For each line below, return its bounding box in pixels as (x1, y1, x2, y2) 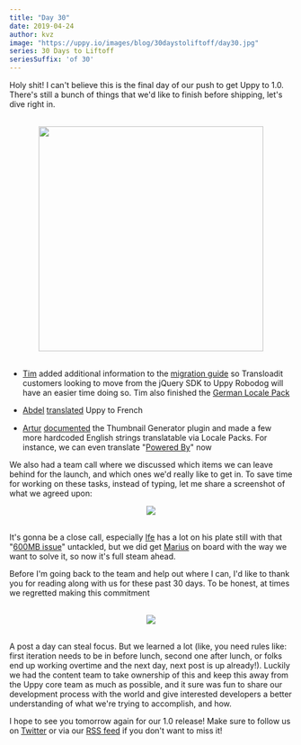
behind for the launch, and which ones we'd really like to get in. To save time (9, 469, 293, 480)
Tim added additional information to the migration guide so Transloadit (22, 368, 284, 379)
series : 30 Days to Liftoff (9, 47, 115, 56)
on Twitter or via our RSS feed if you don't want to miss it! (9, 725, 223, 736)
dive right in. (9, 99, 56, 109)
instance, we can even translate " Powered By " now (22, 442, 213, 453)
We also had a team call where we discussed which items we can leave (9, 460, 274, 471)
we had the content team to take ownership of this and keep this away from (9, 669, 289, 680)
